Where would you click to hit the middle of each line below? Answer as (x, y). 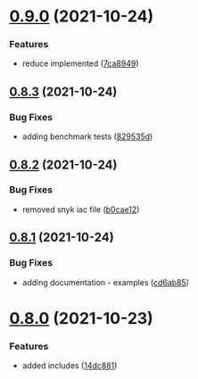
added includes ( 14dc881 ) (70, 366)
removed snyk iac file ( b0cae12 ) (81, 209)
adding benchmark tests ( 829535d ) (87, 136)
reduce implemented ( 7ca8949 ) (81, 63)
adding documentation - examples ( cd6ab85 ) (106, 282)
